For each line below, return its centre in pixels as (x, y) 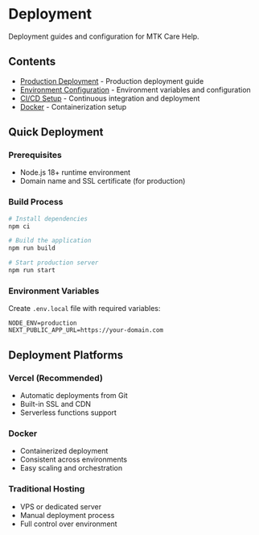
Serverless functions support (68, 413)
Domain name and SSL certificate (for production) (103, 181)
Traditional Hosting (47, 489)
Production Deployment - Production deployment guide (112, 81)
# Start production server (53, 263)
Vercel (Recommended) (55, 378)
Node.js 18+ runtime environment (75, 172)
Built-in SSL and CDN (55, 404)
